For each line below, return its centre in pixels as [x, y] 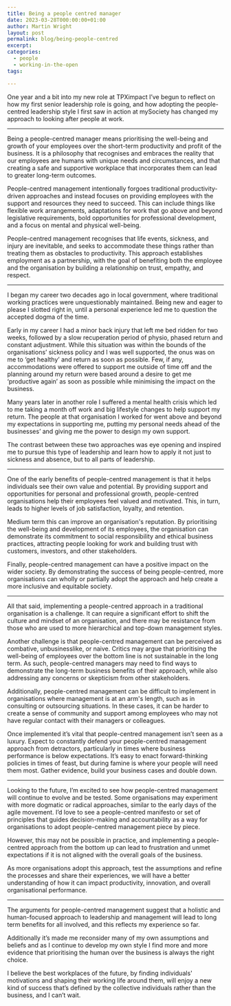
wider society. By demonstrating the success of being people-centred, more [115, 572]
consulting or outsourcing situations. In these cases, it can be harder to [108, 706]
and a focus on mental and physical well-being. [74, 225]
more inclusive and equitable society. [60, 586]
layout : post [26, 33]
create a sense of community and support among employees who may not [112, 713]
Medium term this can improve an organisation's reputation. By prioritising [112, 521]
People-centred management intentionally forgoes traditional [93, 188]
